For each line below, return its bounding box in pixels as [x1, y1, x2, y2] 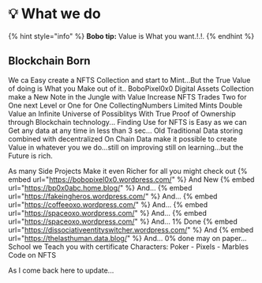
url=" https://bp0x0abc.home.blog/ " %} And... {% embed [8, 183, 193, 192]
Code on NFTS [8, 250, 57, 259]
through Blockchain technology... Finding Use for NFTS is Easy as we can [8, 117, 247, 126]
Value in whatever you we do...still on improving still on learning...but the [8, 142, 244, 152]
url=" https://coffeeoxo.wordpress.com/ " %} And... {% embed [8, 199, 208, 209]
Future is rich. [8, 151, 53, 160]
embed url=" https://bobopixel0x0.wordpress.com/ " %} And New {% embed [8, 175, 255, 184]
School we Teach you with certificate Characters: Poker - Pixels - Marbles [8, 242, 249, 251]
